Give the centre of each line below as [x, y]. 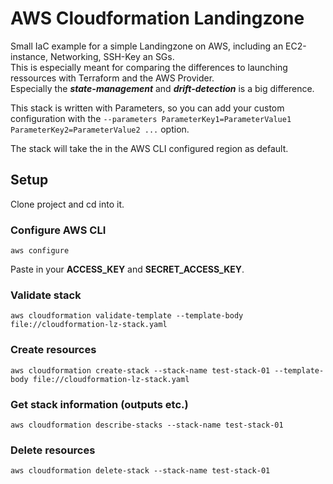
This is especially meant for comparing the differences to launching [149, 67]
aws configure [40, 251]
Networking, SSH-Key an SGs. [112, 56]
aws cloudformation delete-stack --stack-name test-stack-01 [140, 471]
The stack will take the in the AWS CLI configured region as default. [149, 148]
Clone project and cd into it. [67, 204]
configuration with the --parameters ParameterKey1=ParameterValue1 [151, 118]
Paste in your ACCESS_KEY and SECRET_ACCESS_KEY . [127, 269]
